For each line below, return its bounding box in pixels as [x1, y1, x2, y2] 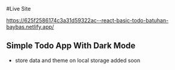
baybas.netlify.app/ [6, 24, 54, 30]
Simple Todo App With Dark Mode [6, 40, 136, 51]
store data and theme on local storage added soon [14, 57, 140, 64]
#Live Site [6, 5, 31, 12]
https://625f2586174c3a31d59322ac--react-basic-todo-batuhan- [6, 17, 169, 24]
